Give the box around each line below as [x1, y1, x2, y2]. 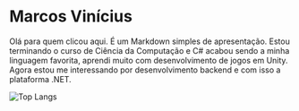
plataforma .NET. [9, 73, 72, 84]
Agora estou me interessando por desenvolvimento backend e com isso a [9, 64, 281, 75]
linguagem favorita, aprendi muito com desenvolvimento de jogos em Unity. [9, 55, 288, 65]
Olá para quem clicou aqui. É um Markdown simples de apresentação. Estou [9, 36, 291, 47]
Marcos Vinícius [9, 6, 132, 27]
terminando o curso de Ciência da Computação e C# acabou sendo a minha [9, 45, 290, 55]
